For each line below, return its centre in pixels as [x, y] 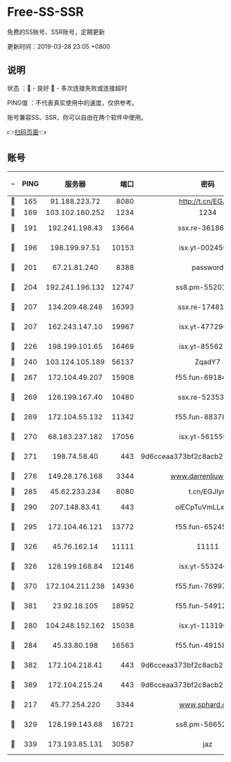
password [208, 267]
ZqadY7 [208, 361]
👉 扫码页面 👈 [27, 132]
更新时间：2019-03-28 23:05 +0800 [59, 46]
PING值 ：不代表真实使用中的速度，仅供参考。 [73, 102]
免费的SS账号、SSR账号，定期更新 [56, 32]
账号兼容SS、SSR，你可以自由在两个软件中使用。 [77, 117]
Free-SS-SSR [45, 12]
